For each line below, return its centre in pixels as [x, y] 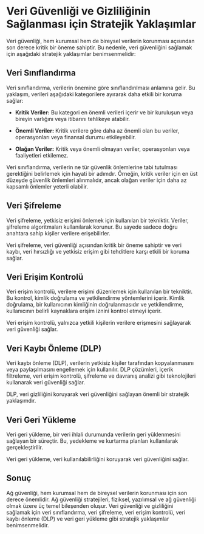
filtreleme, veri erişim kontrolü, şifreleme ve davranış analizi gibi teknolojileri [101, 376]
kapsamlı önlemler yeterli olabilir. [47, 186]
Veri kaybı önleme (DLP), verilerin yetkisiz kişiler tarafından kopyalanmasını [100, 363]
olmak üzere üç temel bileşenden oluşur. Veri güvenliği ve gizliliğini [90, 505]
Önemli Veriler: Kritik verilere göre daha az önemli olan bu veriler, [97, 130]
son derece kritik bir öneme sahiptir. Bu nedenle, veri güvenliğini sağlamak [99, 47]
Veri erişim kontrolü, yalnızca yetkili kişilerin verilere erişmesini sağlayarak [99, 323]
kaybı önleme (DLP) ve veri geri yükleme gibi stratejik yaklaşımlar [88, 519]
